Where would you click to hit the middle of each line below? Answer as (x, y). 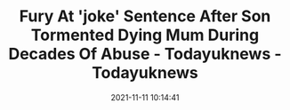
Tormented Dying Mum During (145, 35)
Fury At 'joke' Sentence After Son (145, 16)
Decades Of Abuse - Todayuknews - (145, 54)
